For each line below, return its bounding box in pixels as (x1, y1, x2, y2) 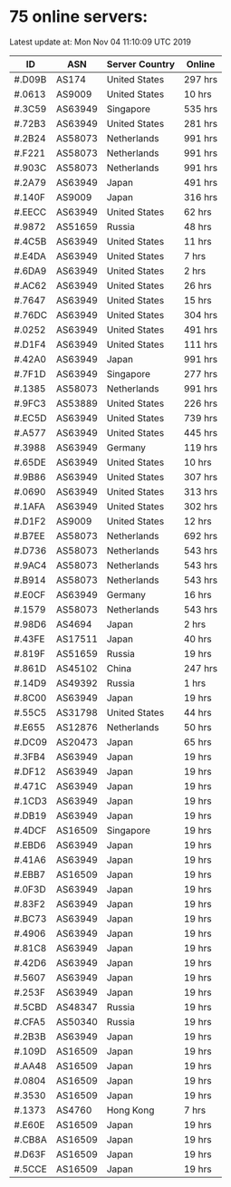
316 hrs (183, 190, 218, 203)
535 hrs (183, 102, 218, 115)
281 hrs (183, 117, 218, 130)
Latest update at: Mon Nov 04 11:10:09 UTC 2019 (9, 36, 192, 47)
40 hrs (183, 632, 212, 645)
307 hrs (183, 470, 218, 483)
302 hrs (183, 500, 218, 513)
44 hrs (183, 706, 212, 719)
